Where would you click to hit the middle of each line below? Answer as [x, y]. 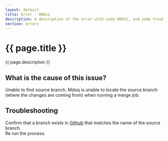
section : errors [22, 24]
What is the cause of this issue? [56, 78]
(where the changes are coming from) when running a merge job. [72, 95]
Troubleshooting [32, 111]
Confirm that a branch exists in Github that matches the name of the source [83, 123]
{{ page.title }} [36, 48]
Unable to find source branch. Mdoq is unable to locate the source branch [81, 90]
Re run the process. [25, 133]
